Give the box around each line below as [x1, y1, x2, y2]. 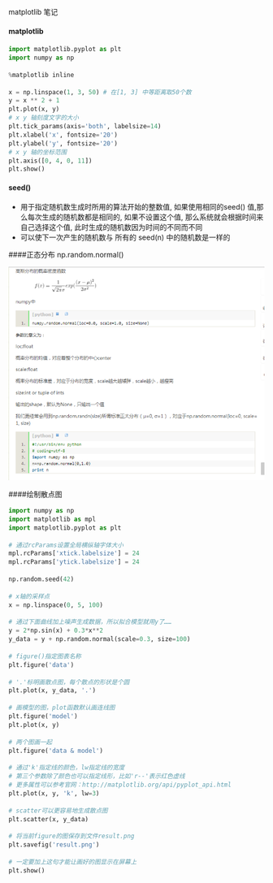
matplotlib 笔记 [8, 7, 58, 16]
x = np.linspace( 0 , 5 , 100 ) [8, 600, 104, 609]
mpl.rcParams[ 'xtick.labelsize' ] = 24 [8, 549, 140, 558]
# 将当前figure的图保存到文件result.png [8, 832, 135, 841]
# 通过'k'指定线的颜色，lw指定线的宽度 [8, 764, 125, 772]
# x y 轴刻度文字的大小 [8, 114, 80, 122]
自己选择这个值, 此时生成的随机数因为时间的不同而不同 [19, 222, 203, 232]
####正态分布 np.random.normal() [8, 249, 124, 259]
